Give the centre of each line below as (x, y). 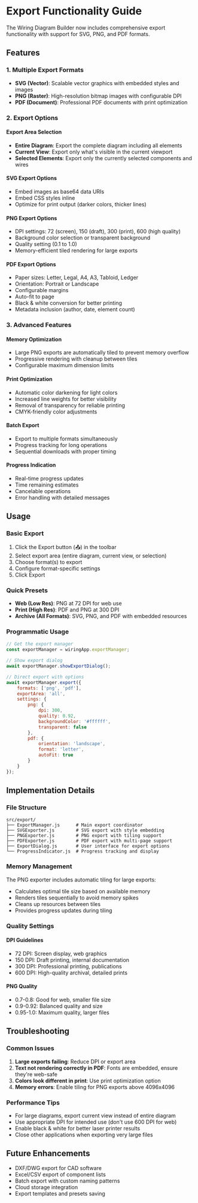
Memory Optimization (34, 339)
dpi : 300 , (50, 710)
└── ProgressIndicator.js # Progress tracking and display (83, 851)
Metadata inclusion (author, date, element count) (75, 310)
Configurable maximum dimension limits (64, 365)
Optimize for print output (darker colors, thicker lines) (80, 204)
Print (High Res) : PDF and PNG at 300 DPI (67, 610)
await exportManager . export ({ (44, 682)
